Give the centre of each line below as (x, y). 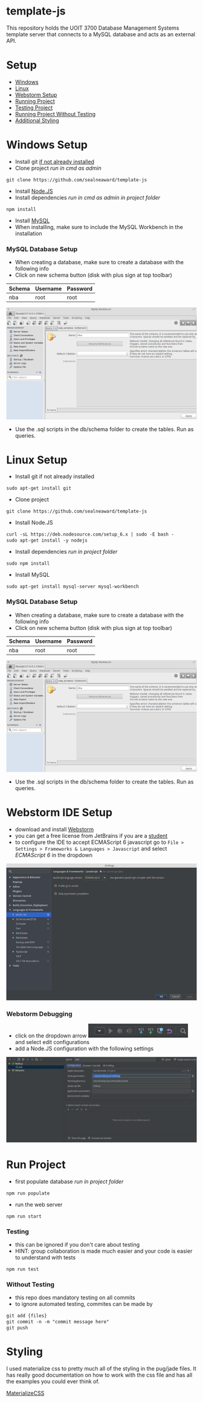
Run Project (36, 1164)
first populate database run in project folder (69, 1181)
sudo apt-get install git (39, 488)
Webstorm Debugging (39, 1014)
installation (28, 233)
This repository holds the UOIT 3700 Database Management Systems (93, 28)
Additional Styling (37, 120)
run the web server (39, 1204)
